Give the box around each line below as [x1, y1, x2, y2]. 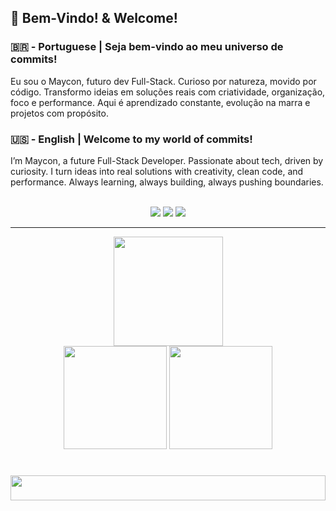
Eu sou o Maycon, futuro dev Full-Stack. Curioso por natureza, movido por [10, 75, 317, 87]
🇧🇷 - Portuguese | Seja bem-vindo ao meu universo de [10, 40, 284, 54]
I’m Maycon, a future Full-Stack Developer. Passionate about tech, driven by [10, 154, 324, 166]
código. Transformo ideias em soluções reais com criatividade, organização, [10, 86, 326, 98]
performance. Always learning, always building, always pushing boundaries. [10, 176, 324, 188]
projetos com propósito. [10, 107, 109, 119]
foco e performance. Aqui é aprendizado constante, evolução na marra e [10, 96, 311, 108]
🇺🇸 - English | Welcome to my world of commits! [10, 132, 253, 146]
